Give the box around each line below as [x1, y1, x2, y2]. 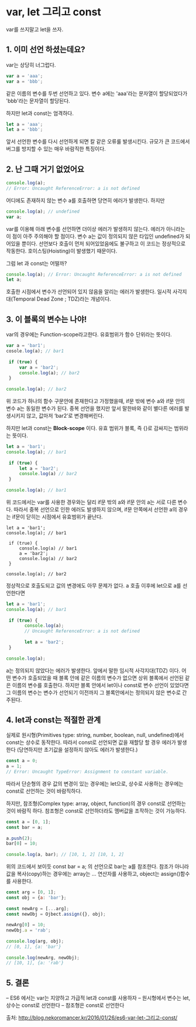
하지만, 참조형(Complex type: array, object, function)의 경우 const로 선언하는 [6, 800, 186, 807]
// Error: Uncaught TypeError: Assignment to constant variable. [6, 769, 169, 775]
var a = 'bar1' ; [6, 343, 46, 349]
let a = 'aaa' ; [6, 121, 43, 127]
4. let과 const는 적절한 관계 [6, 715, 101, 725]
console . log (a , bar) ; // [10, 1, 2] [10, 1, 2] [6, 852, 125, 858]
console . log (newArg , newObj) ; [6, 954, 80, 961]
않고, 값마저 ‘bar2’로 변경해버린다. [26, 412, 104, 419]
